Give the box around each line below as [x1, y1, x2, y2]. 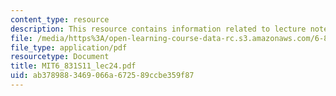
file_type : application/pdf [10, 42, 128, 53]
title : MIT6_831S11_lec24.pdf [10, 61, 137, 71]
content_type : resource [10, 14, 110, 25]
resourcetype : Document [10, 52, 110, 62]
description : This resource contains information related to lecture [10, 24, 307, 34]
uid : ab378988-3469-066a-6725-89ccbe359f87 [10, 71, 195, 81]
